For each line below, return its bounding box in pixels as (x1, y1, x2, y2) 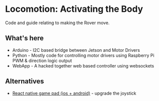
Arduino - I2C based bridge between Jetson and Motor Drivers (12, 47, 140, 53)
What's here (5, 34, 44, 42)
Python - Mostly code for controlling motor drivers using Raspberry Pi (12, 52, 155, 58)
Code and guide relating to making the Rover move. (5, 20, 110, 26)
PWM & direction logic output (12, 58, 73, 64)
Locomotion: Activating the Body (5, 3, 143, 15)
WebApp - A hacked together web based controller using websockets (12, 63, 155, 68)
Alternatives (5, 77, 44, 86)
